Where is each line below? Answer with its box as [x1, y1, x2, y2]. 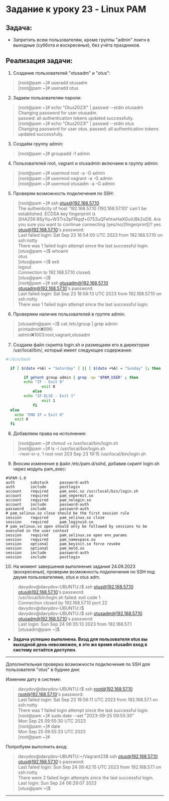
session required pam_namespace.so [6, 537, 96, 542]
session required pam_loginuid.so [6, 520, 94, 525]
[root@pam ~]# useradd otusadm [18, 79, 88, 86]
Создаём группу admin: [13, 140, 64, 146]
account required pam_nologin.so [6, 498, 92, 503]
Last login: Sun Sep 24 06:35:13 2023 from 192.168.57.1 [18, 621, 132, 627]
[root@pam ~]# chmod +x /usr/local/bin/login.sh [18, 440, 118, 446]
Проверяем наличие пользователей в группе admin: [13, 311, 126, 317]
